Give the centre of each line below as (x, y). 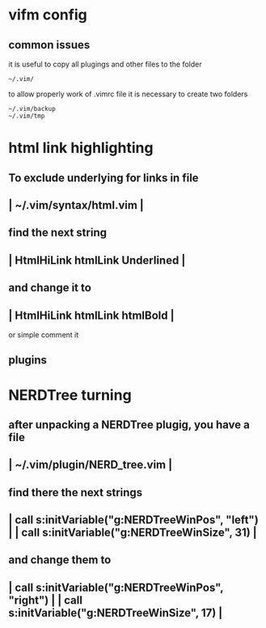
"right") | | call (46, 600)
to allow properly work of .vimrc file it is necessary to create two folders (128, 94)
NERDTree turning (70, 395)
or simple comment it (44, 334)
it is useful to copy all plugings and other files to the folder (105, 64)
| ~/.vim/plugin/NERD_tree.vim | (91, 465)
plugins (27, 361)
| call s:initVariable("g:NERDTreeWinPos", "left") (133, 520)
